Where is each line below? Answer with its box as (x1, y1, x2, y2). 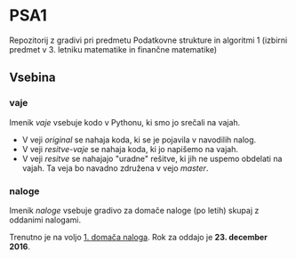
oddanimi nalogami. (9, 214, 82, 225)
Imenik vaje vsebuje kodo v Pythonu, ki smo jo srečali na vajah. (9, 117, 241, 127)
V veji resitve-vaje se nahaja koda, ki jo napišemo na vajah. (21, 143, 238, 154)
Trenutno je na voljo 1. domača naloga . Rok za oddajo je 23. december (9, 231, 268, 242)
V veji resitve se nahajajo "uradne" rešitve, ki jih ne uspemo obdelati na (21, 153, 283, 164)
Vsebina (9, 70, 56, 85)
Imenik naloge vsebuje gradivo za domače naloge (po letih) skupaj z (9, 205, 260, 215)
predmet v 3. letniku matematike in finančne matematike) (9, 44, 218, 54)
